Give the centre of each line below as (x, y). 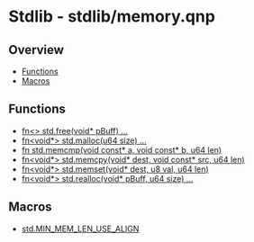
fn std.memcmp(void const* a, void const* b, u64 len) (122, 149)
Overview (36, 50)
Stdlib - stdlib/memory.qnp (112, 17)
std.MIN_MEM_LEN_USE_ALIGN (80, 229)
